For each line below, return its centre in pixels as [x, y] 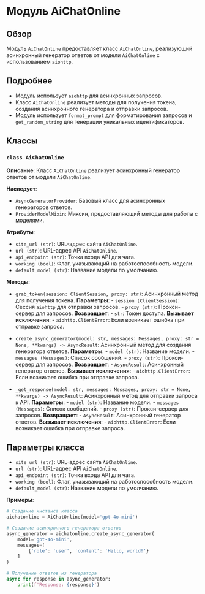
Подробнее [29, 81]
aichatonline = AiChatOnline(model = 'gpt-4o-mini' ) [72, 517]
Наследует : [22, 189]
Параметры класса [45, 447]
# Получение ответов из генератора [52, 573]
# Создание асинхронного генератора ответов [64, 528]
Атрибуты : [21, 232]
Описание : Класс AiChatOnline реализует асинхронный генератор [93, 170]
